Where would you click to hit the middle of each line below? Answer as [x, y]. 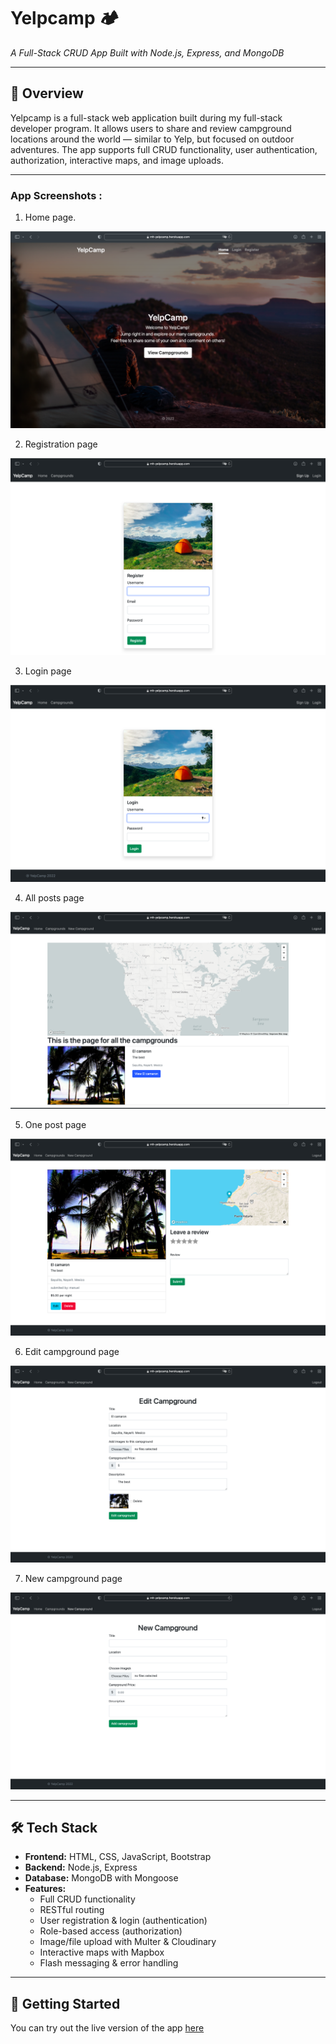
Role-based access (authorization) [111, 1931]
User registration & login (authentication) [123, 1921]
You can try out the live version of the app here [107, 2028]
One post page [55, 1125]
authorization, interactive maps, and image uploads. [117, 160]
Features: [45, 1889]
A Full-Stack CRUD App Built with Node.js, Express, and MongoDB [147, 52]
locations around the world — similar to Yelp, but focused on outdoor [152, 139]
